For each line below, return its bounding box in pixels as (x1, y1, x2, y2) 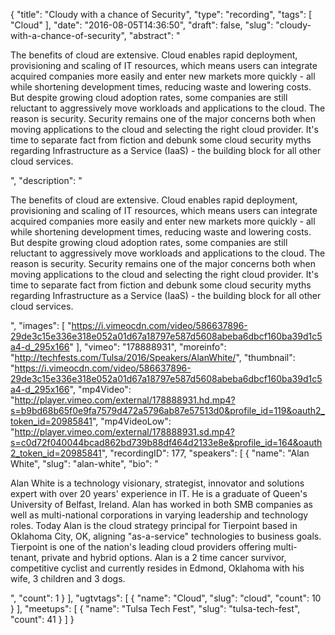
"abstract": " (128, 30, 181, 41)
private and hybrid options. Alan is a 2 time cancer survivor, (41, 552, 287, 563)
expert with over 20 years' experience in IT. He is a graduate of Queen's (10, 488, 308, 499)
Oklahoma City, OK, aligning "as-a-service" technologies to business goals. (10, 530, 322, 542)
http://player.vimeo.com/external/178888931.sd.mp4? (14, 426, 235, 438)
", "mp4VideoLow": (91, 415, 172, 427)
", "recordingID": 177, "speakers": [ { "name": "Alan (101, 447, 310, 459)
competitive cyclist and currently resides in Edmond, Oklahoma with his (10, 562, 305, 574)
